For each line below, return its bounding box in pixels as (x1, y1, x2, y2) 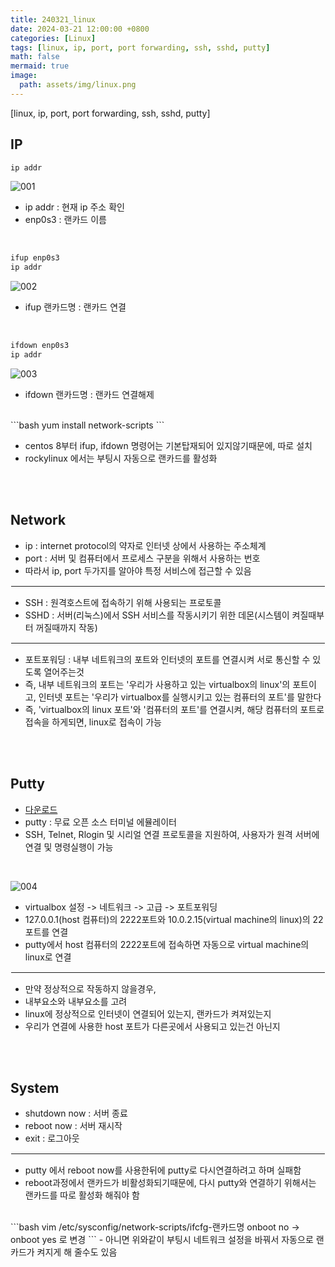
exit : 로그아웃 (24, 1132, 80, 1145)
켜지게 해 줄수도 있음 (36, 1246, 118, 1258)
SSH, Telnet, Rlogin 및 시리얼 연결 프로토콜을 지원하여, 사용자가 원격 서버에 (24, 828, 320, 840)
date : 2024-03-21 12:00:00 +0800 (10, 24, 150, 34)
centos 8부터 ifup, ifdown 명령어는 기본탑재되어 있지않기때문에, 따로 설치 (24, 439, 313, 451)
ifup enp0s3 (10, 253, 60, 263)
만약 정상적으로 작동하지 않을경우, (24, 982, 157, 995)
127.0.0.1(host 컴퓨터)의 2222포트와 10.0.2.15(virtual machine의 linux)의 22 (24, 913, 324, 925)
